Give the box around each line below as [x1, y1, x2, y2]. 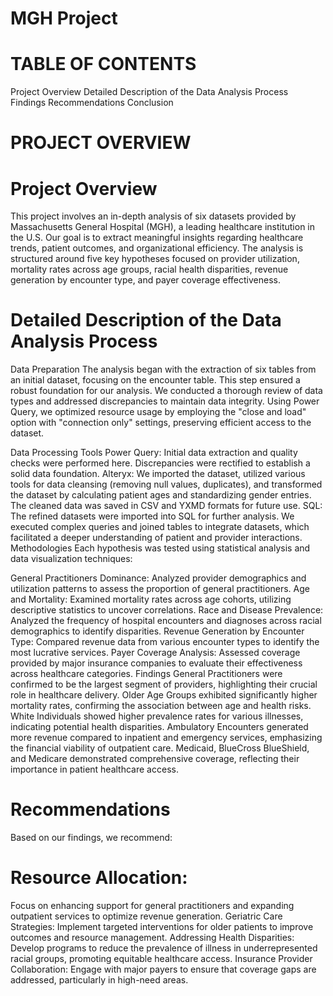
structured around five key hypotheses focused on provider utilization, [10, 253, 300, 265]
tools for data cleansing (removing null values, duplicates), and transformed [10, 478, 323, 491]
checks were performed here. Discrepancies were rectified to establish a [10, 457, 311, 469]
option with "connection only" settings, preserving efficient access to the [10, 417, 312, 429]
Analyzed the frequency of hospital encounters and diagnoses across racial [10, 615, 322, 627]
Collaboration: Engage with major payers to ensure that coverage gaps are [10, 963, 317, 976]
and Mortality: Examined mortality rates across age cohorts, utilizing [10, 593, 292, 606]
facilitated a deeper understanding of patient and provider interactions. [10, 532, 303, 544]
